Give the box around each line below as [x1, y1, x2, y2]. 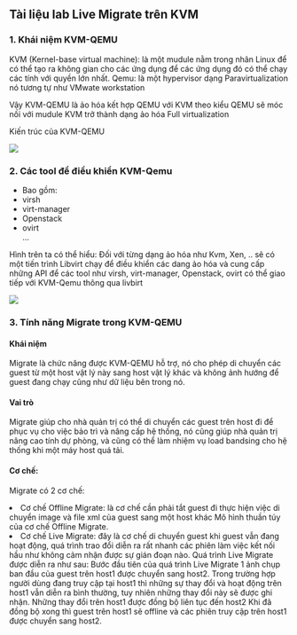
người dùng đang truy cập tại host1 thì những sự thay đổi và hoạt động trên [9, 577, 282, 588]
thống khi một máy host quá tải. [9, 445, 125, 456]
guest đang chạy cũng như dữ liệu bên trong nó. [9, 377, 185, 388]
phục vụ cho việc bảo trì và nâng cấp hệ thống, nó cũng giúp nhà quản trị [9, 426, 277, 437]
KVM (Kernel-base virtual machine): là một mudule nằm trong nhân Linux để [9, 53, 287, 65]
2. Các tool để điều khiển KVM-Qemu [9, 164, 173, 176]
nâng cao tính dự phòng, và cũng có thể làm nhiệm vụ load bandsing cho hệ [9, 435, 288, 446]
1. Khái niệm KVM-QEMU [9, 34, 118, 46]
